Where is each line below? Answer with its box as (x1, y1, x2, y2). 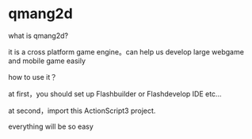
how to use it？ (8, 72, 58, 81)
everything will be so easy (8, 122, 94, 131)
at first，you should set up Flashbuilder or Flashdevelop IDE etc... (8, 88, 222, 99)
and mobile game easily (8, 56, 86, 66)
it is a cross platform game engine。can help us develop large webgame (8, 47, 244, 56)
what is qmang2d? (8, 31, 69, 40)
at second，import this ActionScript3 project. (8, 106, 156, 115)
